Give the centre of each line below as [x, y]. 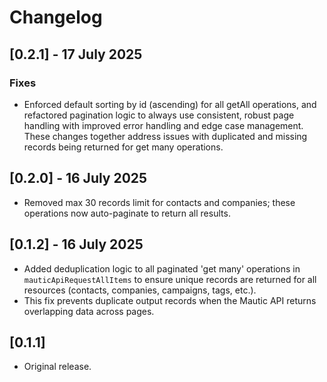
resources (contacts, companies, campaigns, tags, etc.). [140, 290]
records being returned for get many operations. [123, 147]
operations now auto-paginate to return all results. [127, 213]
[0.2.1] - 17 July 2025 [76, 54]
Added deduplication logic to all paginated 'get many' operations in [162, 268]
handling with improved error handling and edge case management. [163, 125]
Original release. [57, 367]
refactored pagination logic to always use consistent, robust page [159, 115]
